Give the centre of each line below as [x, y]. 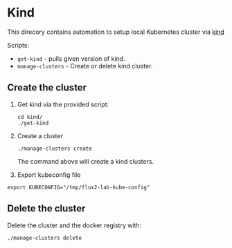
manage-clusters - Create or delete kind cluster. [85, 66]
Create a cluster [40, 135]
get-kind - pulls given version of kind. [71, 58]
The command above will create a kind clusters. [86, 161]
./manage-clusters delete [44, 238]
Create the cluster [47, 88]
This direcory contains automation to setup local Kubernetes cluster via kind [116, 32]
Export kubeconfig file [49, 175]
